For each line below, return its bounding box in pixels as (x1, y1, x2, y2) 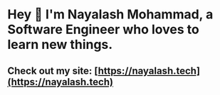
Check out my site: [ (7, 65, 98, 77)
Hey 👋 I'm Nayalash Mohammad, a (7, 6, 214, 23)
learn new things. (7, 37, 113, 52)
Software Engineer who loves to (7, 21, 199, 38)
